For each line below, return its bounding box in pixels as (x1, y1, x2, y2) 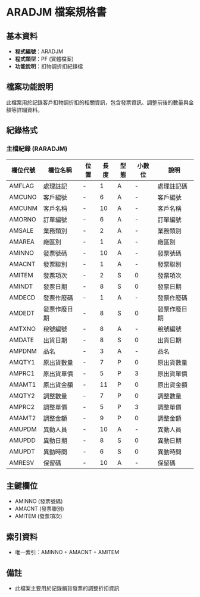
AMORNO (9, 215, 37, 223)
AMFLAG (9, 182, 35, 190)
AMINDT (9, 282, 33, 290)
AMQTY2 (9, 391, 36, 399)
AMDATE (9, 336, 35, 344)
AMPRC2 (9, 402, 35, 411)
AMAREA (9, 237, 35, 246)
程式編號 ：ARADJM (14, 48, 64, 55)
